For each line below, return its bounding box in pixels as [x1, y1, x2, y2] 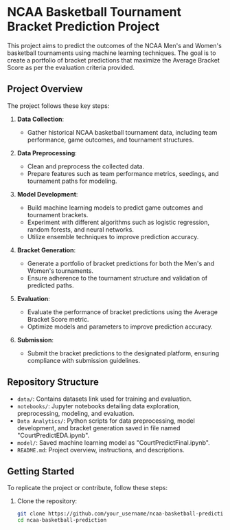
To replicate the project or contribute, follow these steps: [7, 484, 168, 492]
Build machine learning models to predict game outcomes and [27, 203, 203, 212]
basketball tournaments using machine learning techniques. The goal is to [7, 49, 216, 57]
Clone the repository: [16, 497, 78, 505]
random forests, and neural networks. [27, 225, 134, 234]
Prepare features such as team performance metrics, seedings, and [27, 169, 219, 177]
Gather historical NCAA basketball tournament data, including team [27, 128, 218, 136]
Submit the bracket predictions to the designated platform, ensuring [27, 349, 220, 357]
